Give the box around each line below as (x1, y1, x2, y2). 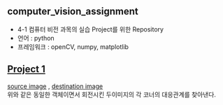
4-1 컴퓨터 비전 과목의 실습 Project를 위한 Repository (17, 24, 164, 34)
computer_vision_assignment (7, 6, 138, 17)
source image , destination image (7, 82, 103, 90)
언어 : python (17, 34, 55, 42)
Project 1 (7, 63, 45, 76)
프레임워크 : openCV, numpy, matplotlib (17, 42, 129, 51)
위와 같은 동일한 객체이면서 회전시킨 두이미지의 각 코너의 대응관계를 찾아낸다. (7, 90, 217, 99)
